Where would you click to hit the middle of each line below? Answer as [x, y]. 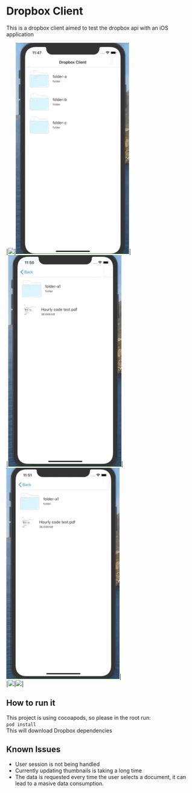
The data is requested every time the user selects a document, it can [101, 777]
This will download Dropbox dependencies [59, 730]
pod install [21, 724]
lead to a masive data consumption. [59, 783]
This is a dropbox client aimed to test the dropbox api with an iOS [87, 28]
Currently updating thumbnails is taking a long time [78, 770]
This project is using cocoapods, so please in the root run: [78, 717]
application [20, 34]
